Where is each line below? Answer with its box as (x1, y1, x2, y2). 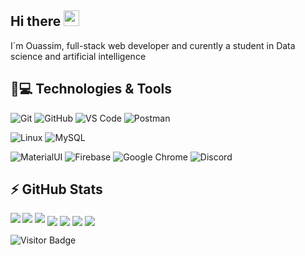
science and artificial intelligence (10, 50, 147, 62)
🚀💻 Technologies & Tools (10, 81, 173, 98)
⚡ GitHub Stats (10, 181, 103, 198)
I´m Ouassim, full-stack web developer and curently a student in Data (10, 39, 296, 51)
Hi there (10, 13, 62, 30)
